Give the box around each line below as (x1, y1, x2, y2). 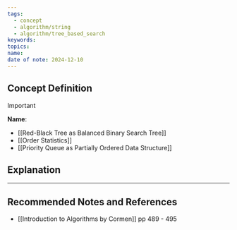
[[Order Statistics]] (17, 135, 73, 145)
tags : (7, 10, 23, 18)
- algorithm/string (13, 23, 71, 30)
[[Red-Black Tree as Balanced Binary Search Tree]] (17, 128, 167, 137)
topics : (7, 43, 30, 50)
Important (7, 101, 36, 109)
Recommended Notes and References (7, 195, 178, 208)
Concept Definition (7, 83, 93, 95)
